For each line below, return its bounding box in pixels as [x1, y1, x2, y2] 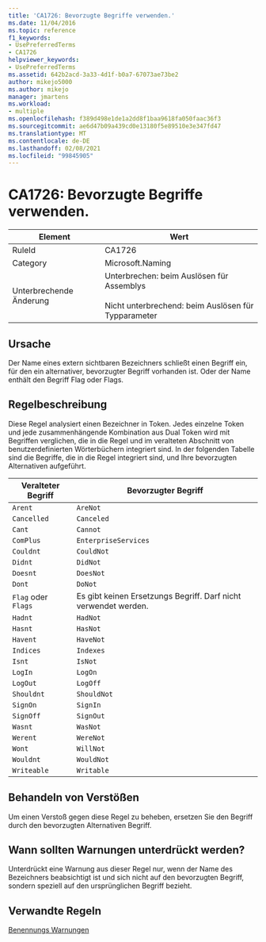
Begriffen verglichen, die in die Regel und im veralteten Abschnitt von [8, 435, 234, 445]
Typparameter [104, 310, 158, 321]
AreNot [76, 503, 101, 512]
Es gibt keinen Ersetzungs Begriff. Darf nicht [76, 590, 241, 601]
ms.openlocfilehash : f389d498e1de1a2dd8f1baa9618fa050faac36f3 [8, 115, 222, 123]
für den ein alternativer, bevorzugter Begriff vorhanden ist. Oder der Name [8, 366, 251, 376]
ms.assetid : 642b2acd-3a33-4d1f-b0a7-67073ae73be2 [8, 71, 179, 78]
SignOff [12, 711, 41, 720]
